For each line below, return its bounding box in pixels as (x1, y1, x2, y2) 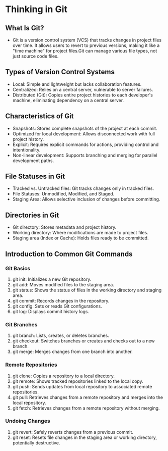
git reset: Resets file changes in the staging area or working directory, (12, 434, 157, 440)
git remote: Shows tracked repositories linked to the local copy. (12, 378, 143, 384)
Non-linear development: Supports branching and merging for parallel (12, 152, 157, 158)
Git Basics (5, 265, 31, 272)
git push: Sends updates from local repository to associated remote (12, 383, 152, 389)
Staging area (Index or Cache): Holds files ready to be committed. (12, 235, 149, 241)
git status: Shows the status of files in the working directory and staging (12, 287, 162, 293)
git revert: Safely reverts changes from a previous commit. (12, 429, 133, 435)
